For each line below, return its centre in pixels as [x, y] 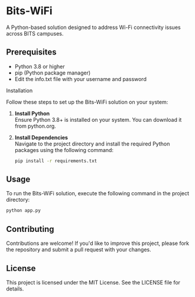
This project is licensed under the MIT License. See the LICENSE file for [93, 282]
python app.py [24, 211]
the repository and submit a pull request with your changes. [79, 250]
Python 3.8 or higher [40, 66]
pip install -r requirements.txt [56, 161]
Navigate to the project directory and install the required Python [92, 144]
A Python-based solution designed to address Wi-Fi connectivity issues [94, 27]
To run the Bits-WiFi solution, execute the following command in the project [98, 193]
